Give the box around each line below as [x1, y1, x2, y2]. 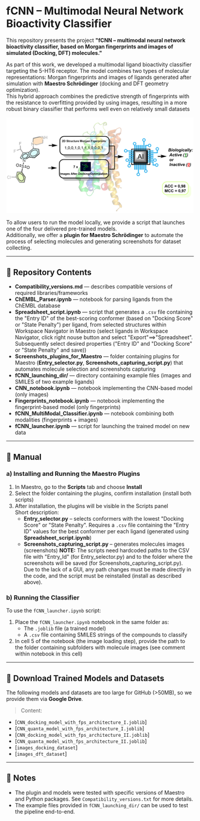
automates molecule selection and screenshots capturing [14, 365, 156, 373]
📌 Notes [6, 773, 36, 783]
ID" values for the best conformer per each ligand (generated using [23, 527, 189, 535]
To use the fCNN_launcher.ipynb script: [6, 607, 101, 614]
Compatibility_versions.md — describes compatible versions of [14, 283, 173, 290]
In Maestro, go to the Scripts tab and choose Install [14, 483, 142, 490]
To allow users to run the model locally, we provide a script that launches [6, 219, 185, 226]
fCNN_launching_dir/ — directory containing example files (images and [14, 372, 192, 379]
